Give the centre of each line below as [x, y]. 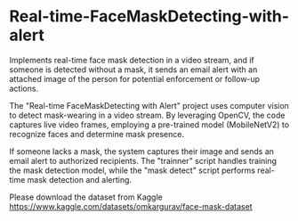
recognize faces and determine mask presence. [97, 134]
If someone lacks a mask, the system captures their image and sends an [141, 151]
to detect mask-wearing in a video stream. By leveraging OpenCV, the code [147, 115]
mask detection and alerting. [79, 179]
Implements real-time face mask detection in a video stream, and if [132, 60]
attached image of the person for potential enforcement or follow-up [135, 78]
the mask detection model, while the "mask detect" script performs [133, 170]
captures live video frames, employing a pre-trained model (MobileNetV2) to [149, 124]
